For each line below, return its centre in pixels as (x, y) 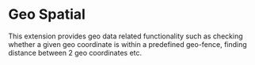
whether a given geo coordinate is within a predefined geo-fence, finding (127, 44)
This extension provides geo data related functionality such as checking (126, 36)
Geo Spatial (47, 14)
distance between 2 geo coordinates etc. (75, 52)
